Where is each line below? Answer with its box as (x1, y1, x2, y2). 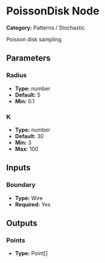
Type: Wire (14, 194, 43, 202)
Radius (6, 71, 27, 79)
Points (6, 236, 26, 244)
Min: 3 (14, 139, 32, 146)
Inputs (6, 163, 31, 173)
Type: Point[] (14, 250, 48, 257)
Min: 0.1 (14, 97, 35, 104)
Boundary (6, 181, 36, 189)
